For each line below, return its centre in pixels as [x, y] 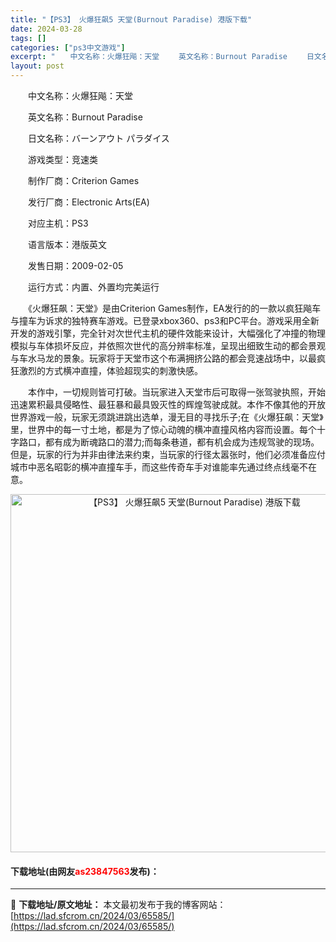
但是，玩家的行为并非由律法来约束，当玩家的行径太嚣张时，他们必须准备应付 [168, 454]
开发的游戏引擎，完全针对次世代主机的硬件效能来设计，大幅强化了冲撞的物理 [168, 333]
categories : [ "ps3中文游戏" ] [68, 47]
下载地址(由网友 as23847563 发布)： [85, 871]
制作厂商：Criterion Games [83, 180]
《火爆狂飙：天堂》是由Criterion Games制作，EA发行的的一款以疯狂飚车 [174, 308]
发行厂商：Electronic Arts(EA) [88, 202]
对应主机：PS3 [58, 223]
